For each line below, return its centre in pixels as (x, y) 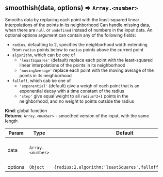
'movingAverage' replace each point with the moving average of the (87, 70)
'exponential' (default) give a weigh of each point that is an (79, 86)
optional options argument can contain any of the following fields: (71, 35)
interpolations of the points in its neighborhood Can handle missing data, (78, 25)
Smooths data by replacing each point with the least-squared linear (72, 19)
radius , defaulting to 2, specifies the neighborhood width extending (80, 44)
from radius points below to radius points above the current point (78, 49)
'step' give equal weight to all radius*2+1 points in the (74, 96)
